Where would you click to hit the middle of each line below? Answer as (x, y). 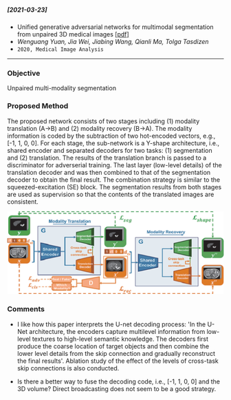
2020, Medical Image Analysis (60, 49)
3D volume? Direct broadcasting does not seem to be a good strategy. (117, 388)
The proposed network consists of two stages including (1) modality (103, 121)
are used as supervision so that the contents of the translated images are (111, 194)
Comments (26, 309)
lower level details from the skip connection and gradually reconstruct (116, 353)
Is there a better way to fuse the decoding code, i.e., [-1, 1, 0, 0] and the (119, 381)
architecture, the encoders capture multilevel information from (117, 331)
